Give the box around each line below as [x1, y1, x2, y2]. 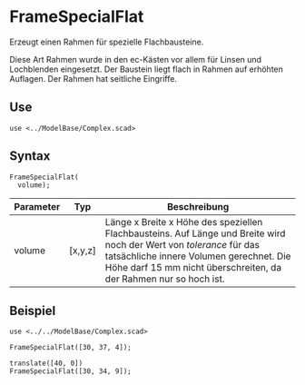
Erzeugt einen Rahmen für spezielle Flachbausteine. [9, 36, 204, 47]
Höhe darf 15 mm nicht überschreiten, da [104, 261, 282, 273]
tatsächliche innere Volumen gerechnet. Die [104, 250, 291, 262]
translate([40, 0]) [9, 359, 84, 369]
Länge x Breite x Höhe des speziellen [104, 215, 263, 228]
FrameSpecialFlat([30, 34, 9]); [9, 367, 132, 376]
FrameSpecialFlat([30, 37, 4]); [9, 343, 132, 352]
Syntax [9, 148, 51, 164]
